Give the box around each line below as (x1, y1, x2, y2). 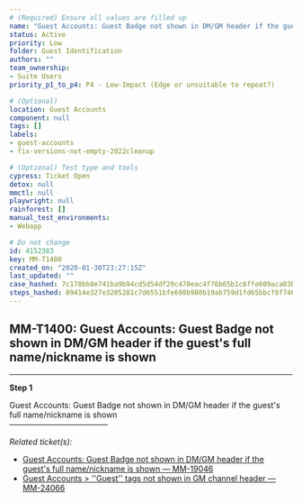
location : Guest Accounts (9, 105, 106, 114)
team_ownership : (9, 64, 70, 73)
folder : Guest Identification (9, 47, 123, 56)
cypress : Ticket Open (9, 171, 91, 180)
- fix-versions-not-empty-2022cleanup (9, 147, 155, 156)
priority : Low (9, 38, 63, 48)
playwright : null (9, 196, 75, 205)
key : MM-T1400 (9, 254, 63, 264)
